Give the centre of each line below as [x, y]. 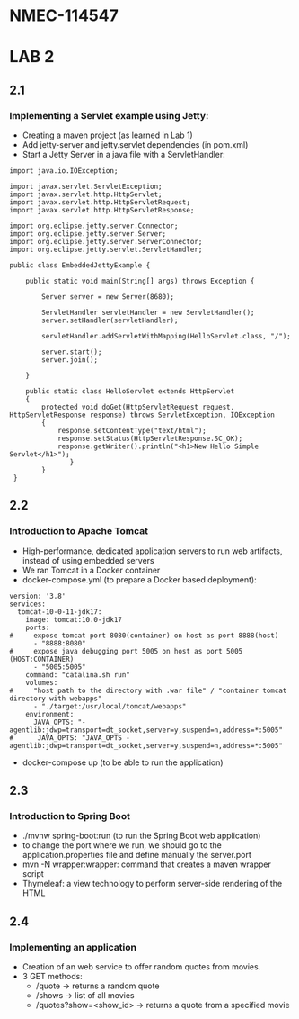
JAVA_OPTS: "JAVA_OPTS [80, 738]
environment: [50, 714]
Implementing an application [73, 947]
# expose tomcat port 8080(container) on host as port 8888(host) [144, 636]
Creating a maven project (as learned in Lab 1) [107, 135]
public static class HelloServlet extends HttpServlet [130, 392]
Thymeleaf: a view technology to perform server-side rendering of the [152, 884]
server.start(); [72, 352]
